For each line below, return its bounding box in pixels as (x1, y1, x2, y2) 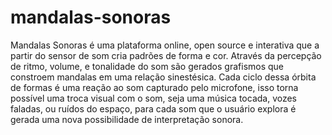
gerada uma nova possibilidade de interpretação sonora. (10, 113, 244, 125)
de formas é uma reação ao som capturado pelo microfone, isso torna (10, 81, 299, 93)
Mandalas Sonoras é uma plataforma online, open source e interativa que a (10, 39, 320, 51)
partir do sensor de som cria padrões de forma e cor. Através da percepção (10, 49, 322, 61)
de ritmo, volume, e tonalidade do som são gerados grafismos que (10, 60, 285, 72)
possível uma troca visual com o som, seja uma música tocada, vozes (10, 92, 298, 104)
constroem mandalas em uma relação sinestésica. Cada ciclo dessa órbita (10, 71, 317, 83)
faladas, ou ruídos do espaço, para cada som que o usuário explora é (10, 102, 297, 115)
